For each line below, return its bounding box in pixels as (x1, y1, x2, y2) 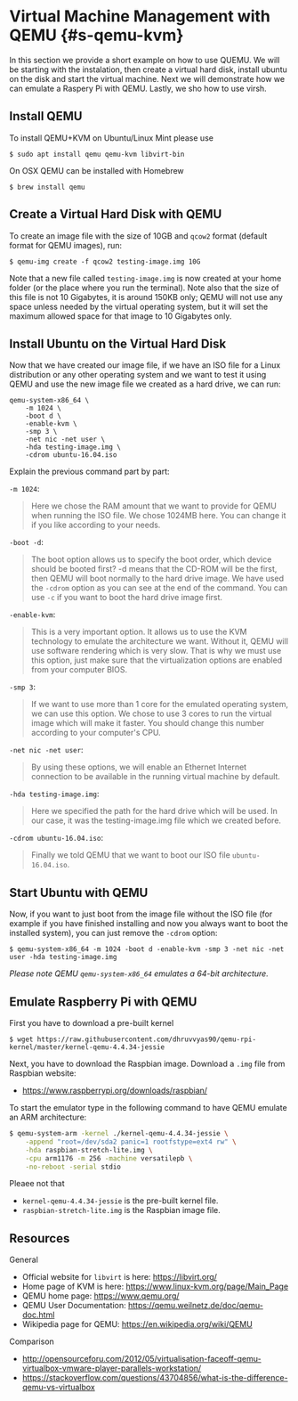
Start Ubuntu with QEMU (9, 884, 149, 900)
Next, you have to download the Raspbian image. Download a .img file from (9, 1058, 286, 1069)
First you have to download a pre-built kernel (9, 1018, 174, 1028)
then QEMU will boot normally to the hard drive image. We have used (30, 573, 285, 584)
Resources (9, 1231, 70, 1246)
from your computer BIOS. (30, 664, 128, 675)
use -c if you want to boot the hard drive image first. (30, 592, 223, 603)
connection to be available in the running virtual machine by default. (30, 771, 280, 782)
